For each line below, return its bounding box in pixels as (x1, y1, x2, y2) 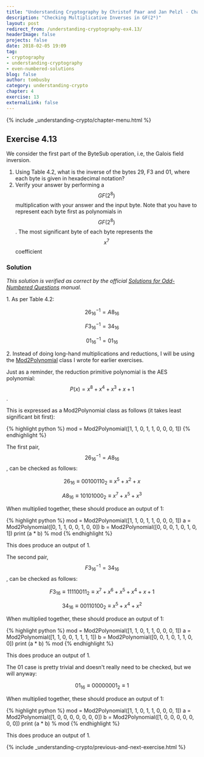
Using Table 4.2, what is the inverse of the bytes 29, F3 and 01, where (15, 168, 190, 176)
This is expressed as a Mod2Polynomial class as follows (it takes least (6, 407, 182, 414)
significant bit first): (6, 413, 55, 421)
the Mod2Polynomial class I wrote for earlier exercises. (6, 357, 144, 364)
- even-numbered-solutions (6, 65, 75, 72)
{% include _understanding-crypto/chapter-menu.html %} (6, 116, 152, 124)
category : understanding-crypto (6, 83, 88, 89)
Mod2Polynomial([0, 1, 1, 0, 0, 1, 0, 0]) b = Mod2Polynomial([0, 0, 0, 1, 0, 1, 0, (6, 524, 197, 531)
